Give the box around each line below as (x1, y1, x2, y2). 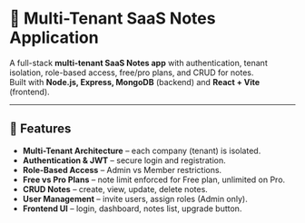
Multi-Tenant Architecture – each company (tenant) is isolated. (22, 145, 261, 156)
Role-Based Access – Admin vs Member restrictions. (22, 164, 222, 175)
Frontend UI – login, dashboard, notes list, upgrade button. (22, 203, 242, 214)
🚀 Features (9, 121, 72, 137)
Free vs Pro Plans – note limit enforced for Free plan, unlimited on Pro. (22, 174, 286, 185)
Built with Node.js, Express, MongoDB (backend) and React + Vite (9, 76, 261, 87)
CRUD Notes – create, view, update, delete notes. (22, 183, 209, 194)
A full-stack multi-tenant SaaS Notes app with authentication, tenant (9, 57, 268, 68)
